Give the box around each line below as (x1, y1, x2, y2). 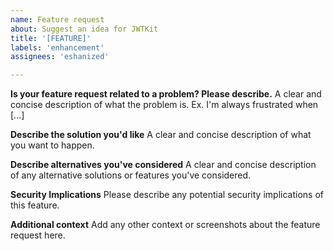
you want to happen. (10, 139, 95, 151)
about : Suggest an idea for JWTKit (10, 24, 159, 34)
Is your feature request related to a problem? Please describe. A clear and (10, 88, 322, 100)
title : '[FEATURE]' (10, 33, 92, 43)
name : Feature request (10, 14, 105, 25)
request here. (10, 229, 66, 241)
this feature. (10, 199, 60, 211)
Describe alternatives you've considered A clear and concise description (10, 159, 317, 171)
